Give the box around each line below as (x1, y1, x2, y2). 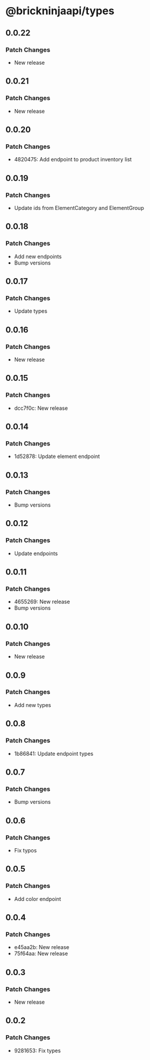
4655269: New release (14, 598, 70, 606)
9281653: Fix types (14, 1047, 61, 1054)
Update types (14, 307, 48, 315)
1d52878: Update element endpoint (14, 453, 100, 460)
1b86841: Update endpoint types (14, 750, 94, 757)
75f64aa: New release (14, 950, 69, 957)
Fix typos (14, 846, 37, 854)
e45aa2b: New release (14, 944, 70, 951)
